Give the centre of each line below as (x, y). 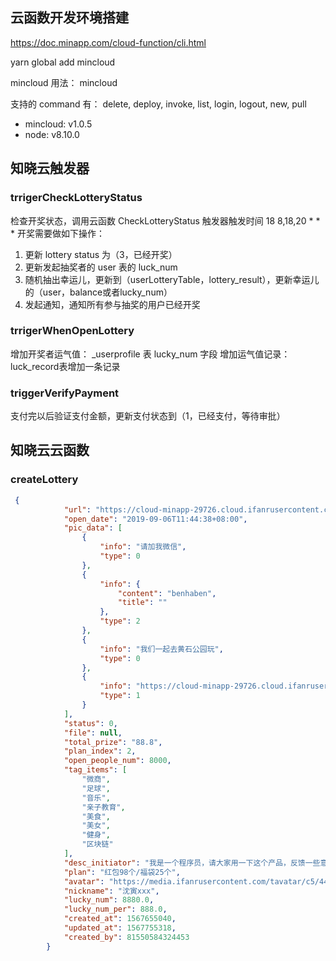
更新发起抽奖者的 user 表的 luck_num (101, 267)
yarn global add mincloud (63, 62)
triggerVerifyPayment (65, 393)
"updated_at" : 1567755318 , (120, 928)
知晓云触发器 (50, 168)
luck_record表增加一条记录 (65, 366)
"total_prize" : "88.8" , (113, 742)
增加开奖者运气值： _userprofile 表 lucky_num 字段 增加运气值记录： (150, 354)
